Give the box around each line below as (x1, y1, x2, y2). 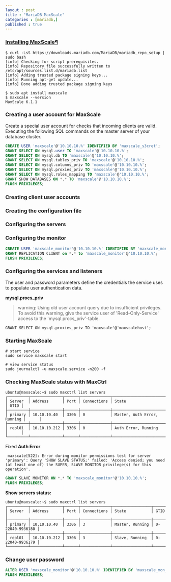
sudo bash (5, 55, 26, 60)
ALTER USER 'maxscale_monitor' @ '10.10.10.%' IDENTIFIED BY (5, 568, 133, 573)
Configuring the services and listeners (5, 268, 103, 275)
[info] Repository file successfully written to (5, 63, 110, 69)
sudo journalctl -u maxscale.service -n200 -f (5, 367, 106, 372)
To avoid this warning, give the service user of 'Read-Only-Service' (17, 310, 159, 316)
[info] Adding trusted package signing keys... (5, 72, 108, 78)
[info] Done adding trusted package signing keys (5, 81, 113, 87)
